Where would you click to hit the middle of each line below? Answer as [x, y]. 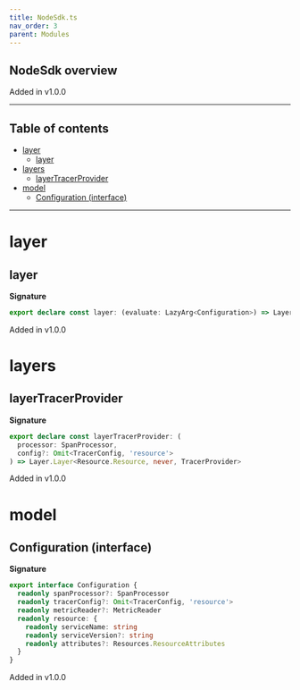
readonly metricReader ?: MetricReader [90, 610]
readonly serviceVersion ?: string [89, 635]
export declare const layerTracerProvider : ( [95, 436]
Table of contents [59, 128]
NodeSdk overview [63, 70]
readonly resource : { [58, 618]
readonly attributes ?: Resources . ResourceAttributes [125, 644]
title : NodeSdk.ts [43, 17]
